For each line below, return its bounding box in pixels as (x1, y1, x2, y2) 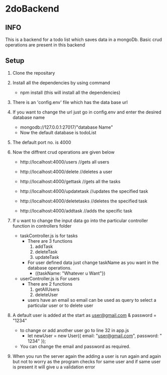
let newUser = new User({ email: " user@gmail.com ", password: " (27, 333, 162, 339)
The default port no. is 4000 (12, 139, 71, 145)
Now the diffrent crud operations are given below (12, 149, 115, 155)
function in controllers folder (12, 223, 72, 229)
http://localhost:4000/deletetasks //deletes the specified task (20, 198, 147, 204)
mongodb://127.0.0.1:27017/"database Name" (20, 124, 113, 130)
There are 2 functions (27, 281, 73, 287)
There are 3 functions (27, 238, 73, 244)
